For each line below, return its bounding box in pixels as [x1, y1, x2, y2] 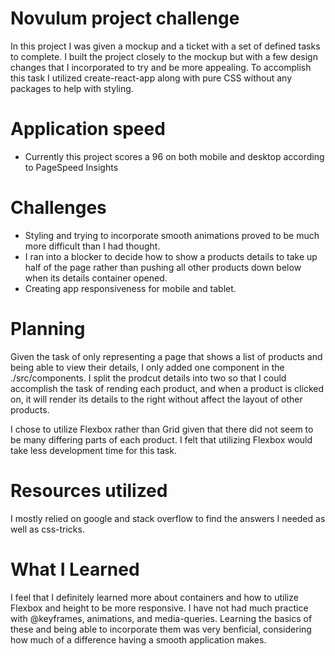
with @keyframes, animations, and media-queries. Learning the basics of [10, 612, 313, 624]
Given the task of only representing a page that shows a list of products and [10, 350, 323, 362]
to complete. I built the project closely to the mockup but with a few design [10, 50, 318, 62]
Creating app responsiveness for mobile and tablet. [24, 282, 237, 294]
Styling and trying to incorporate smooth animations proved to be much [24, 229, 320, 241]
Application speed [10, 118, 166, 141]
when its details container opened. [24, 272, 168, 284]
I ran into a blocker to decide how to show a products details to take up [24, 250, 318, 262]
